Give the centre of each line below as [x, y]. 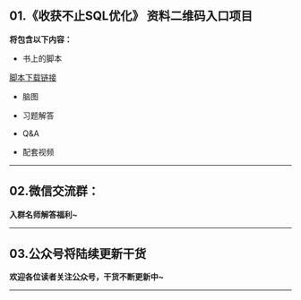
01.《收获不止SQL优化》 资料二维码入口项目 [131, 16]
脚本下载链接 [33, 77]
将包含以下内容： [41, 39]
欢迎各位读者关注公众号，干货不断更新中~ [86, 277]
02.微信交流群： [55, 191]
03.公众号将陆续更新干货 [78, 254]
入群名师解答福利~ [43, 214]
